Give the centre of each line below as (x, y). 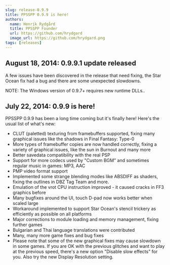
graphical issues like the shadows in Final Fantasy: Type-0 (73, 139)
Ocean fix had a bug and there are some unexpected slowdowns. (73, 81)
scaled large (26, 203)
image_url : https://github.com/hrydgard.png (57, 38)
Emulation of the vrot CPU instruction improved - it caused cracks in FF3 (88, 187)
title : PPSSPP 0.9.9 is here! (37, 15)
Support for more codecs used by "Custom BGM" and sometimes (81, 161)
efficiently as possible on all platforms (52, 214)
